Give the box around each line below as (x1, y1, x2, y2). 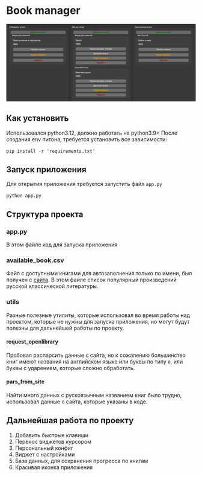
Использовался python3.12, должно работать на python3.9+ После (6, 129, 178, 136)
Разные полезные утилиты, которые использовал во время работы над (6, 312, 191, 319)
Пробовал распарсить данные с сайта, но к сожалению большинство (6, 351, 186, 359)
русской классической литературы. (6, 283, 99, 290)
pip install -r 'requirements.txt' (6, 148, 96, 154)
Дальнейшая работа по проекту (6, 415, 134, 426)
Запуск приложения (6, 164, 87, 174)
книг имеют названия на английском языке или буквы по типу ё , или (6, 357, 183, 365)
